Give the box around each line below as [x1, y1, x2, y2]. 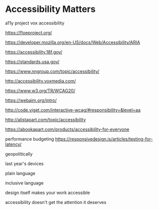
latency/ [5, 141, 21, 147]
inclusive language [5, 180, 44, 186]
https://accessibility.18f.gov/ [5, 49, 62, 55]
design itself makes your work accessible [5, 190, 90, 196]
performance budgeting [5, 136, 54, 142]
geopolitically [5, 151, 33, 157]
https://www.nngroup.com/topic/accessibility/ [5, 68, 100, 74]
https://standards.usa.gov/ [5, 58, 60, 64]
